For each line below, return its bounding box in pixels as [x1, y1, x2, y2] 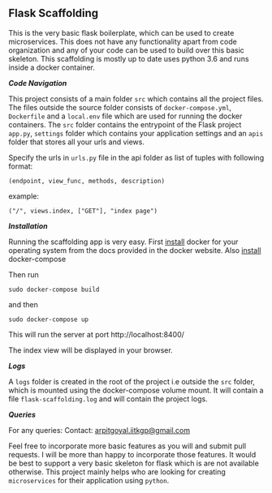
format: [8, 161, 33, 171]
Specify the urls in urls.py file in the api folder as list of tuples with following [8, 152, 265, 162]
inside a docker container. [8, 62, 96, 72]
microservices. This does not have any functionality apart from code [8, 36, 237, 46]
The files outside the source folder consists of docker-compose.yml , [8, 102, 232, 112]
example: [8, 191, 39, 201]
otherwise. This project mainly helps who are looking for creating [8, 466, 226, 477]
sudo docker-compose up [8, 315, 89, 324]
